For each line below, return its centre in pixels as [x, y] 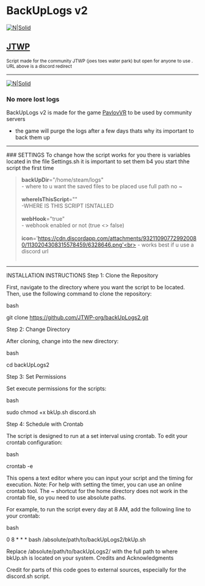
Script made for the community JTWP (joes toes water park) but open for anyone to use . [100, 61]
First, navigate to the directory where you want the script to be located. [96, 287]
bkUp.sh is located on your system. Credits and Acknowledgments [90, 558]
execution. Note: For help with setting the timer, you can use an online [94, 484]
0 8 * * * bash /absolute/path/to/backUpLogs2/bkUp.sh [76, 540]
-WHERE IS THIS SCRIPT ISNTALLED [67, 206]
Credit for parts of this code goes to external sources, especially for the [96, 570]
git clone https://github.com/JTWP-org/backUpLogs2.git [77, 317]
